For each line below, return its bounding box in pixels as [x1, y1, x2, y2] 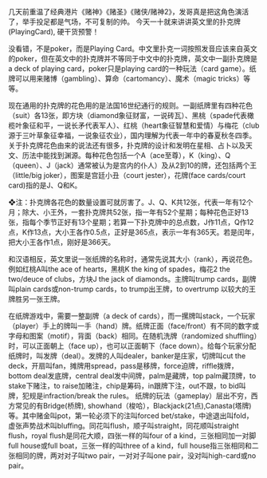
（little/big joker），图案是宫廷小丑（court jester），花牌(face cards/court [8, 171, 245, 180]
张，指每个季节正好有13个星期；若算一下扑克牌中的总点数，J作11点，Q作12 [8, 218, 254, 227]
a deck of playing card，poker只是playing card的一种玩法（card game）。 [8, 64, 249, 73]
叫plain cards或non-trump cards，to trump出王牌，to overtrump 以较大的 [8, 284, 249, 294]
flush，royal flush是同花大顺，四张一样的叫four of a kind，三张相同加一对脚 [8, 431, 257, 440]
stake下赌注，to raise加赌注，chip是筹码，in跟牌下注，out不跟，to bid [8, 381, 239, 390]
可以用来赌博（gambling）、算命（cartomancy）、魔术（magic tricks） [14, 74, 244, 83]
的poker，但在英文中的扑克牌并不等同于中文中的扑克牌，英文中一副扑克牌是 [8, 54, 257, 63]
